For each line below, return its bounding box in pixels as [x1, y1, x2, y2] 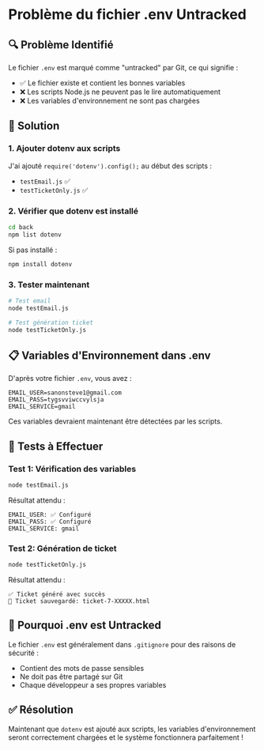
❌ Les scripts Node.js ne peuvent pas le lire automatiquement [19, 87, 221, 96]
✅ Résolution [8, 703, 74, 717]
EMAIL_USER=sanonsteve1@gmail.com [8, 389, 123, 397]
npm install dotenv [8, 260, 73, 268]
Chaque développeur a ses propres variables [19, 680, 167, 689]
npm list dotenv [8, 231, 62, 239]
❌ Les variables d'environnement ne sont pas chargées [19, 96, 200, 105]
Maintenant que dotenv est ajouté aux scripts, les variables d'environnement [8, 724, 256, 733]
